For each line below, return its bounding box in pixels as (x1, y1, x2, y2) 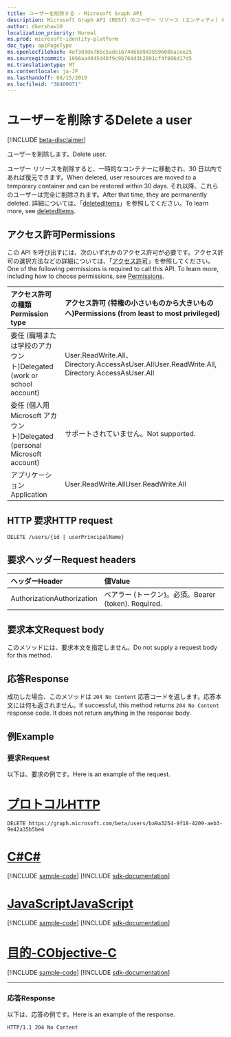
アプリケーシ (10, 471, 52, 480)
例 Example (7, 731, 54, 742)
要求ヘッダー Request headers (7, 554, 136, 566)
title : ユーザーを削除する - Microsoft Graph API (7, 10, 143, 17)
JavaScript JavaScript (7, 896, 134, 911)
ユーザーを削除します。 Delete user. (7, 150, 107, 159)
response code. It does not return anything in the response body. (7, 709, 192, 718)
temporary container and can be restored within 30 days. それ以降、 (7, 182, 201, 190)
